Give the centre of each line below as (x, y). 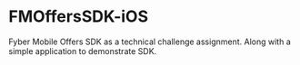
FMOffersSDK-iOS (79, 17)
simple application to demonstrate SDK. (83, 51)
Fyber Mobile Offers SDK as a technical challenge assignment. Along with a (150, 42)
